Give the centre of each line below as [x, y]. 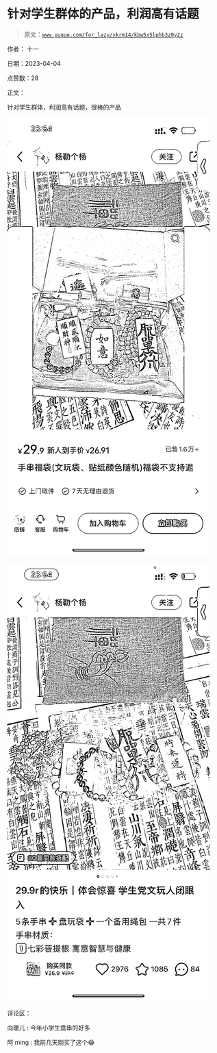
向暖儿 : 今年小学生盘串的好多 [49, 1028]
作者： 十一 [23, 49]
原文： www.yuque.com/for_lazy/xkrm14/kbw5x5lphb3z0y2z [103, 34]
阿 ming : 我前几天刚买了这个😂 [51, 1042]
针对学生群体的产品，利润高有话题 [103, 14]
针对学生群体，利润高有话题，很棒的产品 [64, 107]
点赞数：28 [23, 78]
